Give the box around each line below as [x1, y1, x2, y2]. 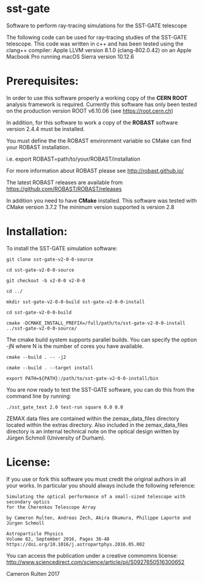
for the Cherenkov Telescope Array [6, 504, 96, 510]
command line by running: [6, 392, 72, 400]
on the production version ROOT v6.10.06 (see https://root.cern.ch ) [6, 107, 174, 114]
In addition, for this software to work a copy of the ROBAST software [6, 119, 178, 126]
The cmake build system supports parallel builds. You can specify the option [6, 336, 197, 343]
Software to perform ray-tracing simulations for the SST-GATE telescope [6, 22, 187, 29]
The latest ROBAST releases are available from [6, 178, 123, 186]
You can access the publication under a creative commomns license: [6, 552, 178, 559]
